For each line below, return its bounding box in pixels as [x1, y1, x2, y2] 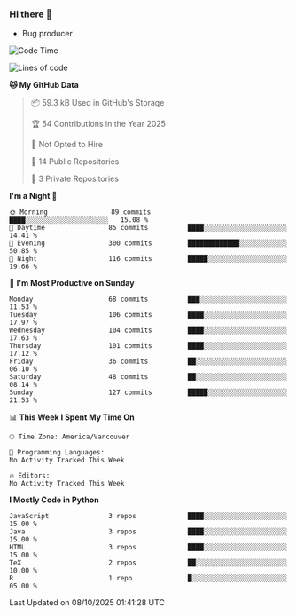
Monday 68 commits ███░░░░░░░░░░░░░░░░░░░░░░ [9, 295, 288, 304]
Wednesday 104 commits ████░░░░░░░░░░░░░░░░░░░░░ [9, 326, 288, 336]
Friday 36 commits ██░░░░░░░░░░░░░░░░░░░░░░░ [9, 357, 288, 367]
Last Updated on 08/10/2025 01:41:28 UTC [9, 597, 166, 608]
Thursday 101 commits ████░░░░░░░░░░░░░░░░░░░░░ [9, 342, 288, 351]
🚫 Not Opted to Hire [30, 139, 104, 150]
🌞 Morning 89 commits [9, 208, 152, 217]
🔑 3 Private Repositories [30, 173, 120, 185]
